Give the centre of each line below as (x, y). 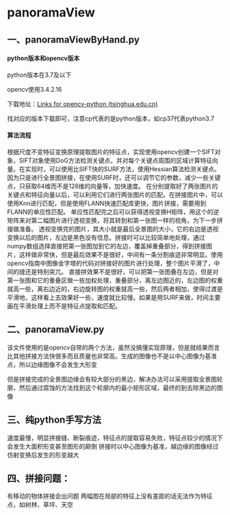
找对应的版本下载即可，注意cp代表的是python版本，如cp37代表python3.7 (111, 118)
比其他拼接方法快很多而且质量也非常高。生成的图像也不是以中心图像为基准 (112, 356)
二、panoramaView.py (56, 330)
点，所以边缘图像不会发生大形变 (52, 364)
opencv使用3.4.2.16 (35, 89)
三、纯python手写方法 (54, 420)
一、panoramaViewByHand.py (74, 39)
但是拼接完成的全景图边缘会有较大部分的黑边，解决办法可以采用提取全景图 (112, 379)
